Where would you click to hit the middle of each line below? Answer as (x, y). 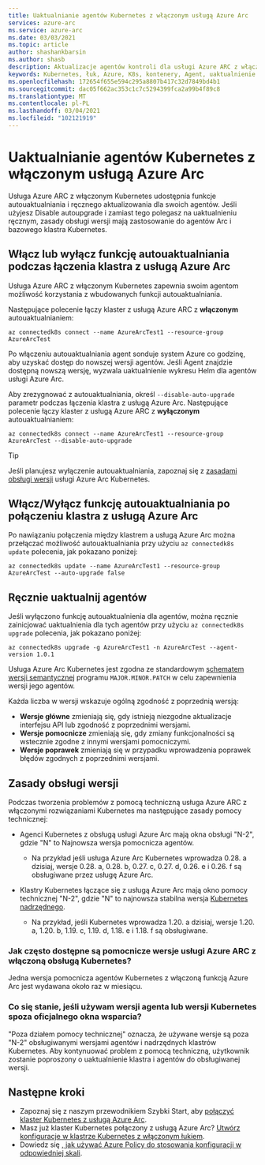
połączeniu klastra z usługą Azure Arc (103, 517)
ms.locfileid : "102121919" (52, 118)
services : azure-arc (42, 23)
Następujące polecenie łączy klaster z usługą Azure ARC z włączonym (123, 309)
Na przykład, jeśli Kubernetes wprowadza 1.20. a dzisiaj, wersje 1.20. (143, 922)
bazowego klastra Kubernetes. (58, 229)
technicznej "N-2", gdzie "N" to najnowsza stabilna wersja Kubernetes (134, 899)
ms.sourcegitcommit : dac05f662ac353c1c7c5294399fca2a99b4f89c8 (114, 89)
